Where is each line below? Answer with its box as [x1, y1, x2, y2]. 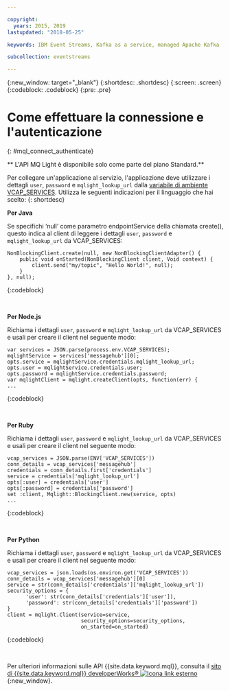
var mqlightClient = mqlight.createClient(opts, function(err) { [7, 377, 198, 384]
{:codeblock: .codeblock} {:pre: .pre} [7, 86, 111, 94]
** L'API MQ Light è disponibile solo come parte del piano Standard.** [7, 161, 205, 169]
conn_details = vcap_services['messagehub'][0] [7, 576, 146, 583]
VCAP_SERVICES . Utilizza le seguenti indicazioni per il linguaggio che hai [7, 188, 214, 196]
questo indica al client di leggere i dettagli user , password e [7, 229, 173, 237]
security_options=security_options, [80, 618, 186, 624]
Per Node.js [7, 313, 42, 321]
